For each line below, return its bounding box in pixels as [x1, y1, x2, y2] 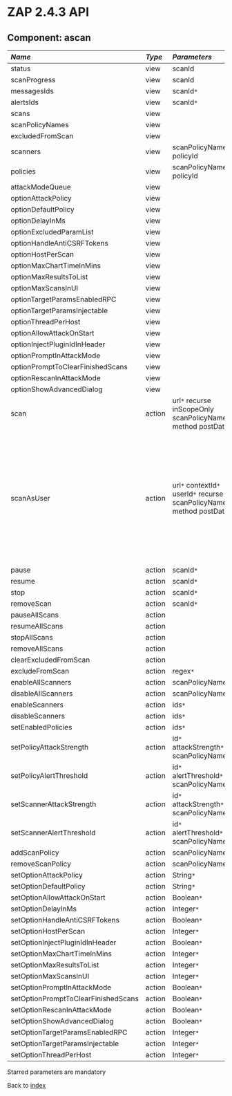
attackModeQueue [10, 183, 71, 192]
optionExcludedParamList [10, 227, 94, 236]
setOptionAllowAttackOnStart [10, 893, 106, 902]
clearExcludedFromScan [10, 655, 90, 665]
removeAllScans [10, 644, 64, 653]
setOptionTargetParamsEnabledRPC [10, 1028, 128, 1037]
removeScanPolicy [10, 859, 71, 869]
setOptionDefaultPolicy [10, 882, 86, 891]
